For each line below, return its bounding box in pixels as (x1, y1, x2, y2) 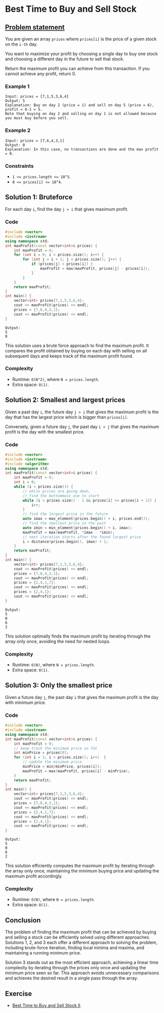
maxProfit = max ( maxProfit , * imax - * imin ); (23, 530, 115, 535)
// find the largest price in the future (23, 512, 109, 517)
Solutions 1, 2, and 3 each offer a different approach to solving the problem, (5, 940, 158, 946)
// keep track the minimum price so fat (14, 746, 97, 751)
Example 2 (5, 127, 31, 134)
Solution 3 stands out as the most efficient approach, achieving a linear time (5, 959, 159, 965)
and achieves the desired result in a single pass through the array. (5, 975, 139, 981)
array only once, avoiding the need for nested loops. (5, 638, 111, 644)
